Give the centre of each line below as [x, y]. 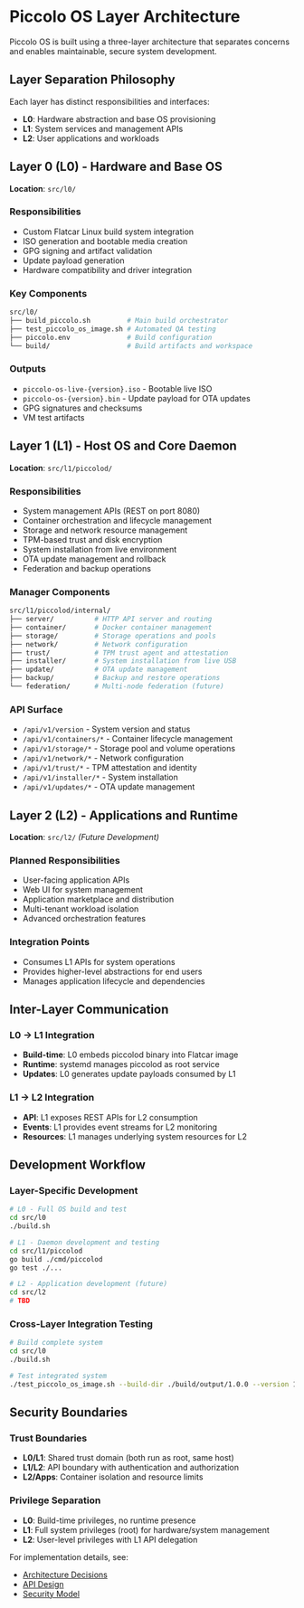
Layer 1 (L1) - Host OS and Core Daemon [123, 446]
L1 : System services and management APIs [103, 128]
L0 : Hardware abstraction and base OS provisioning [119, 118]
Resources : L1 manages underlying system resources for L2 [134, 1136]
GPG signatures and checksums [82, 408]
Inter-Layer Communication [89, 1010]
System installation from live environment [100, 549]
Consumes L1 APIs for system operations [99, 961]
